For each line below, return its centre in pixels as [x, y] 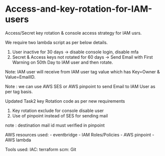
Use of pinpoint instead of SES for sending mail [60, 115]
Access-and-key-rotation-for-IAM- [79, 9]
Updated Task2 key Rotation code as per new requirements [65, 101]
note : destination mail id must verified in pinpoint [55, 125]
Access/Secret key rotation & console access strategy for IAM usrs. [73, 33]
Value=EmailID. [20, 77]
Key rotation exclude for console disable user [58, 111]
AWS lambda [18, 140]
